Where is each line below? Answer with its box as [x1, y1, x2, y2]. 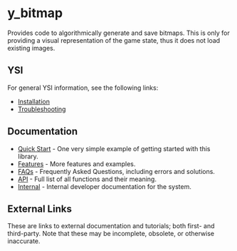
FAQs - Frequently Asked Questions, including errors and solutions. [17, 167, 216, 175]
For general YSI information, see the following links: [7, 83, 159, 92]
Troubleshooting [17, 105, 66, 113]
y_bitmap [7, 5, 63, 21]
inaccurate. [7, 237, 41, 245]
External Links [7, 203, 73, 215]
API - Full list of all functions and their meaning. [17, 175, 157, 183]
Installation [17, 97, 51, 106]
